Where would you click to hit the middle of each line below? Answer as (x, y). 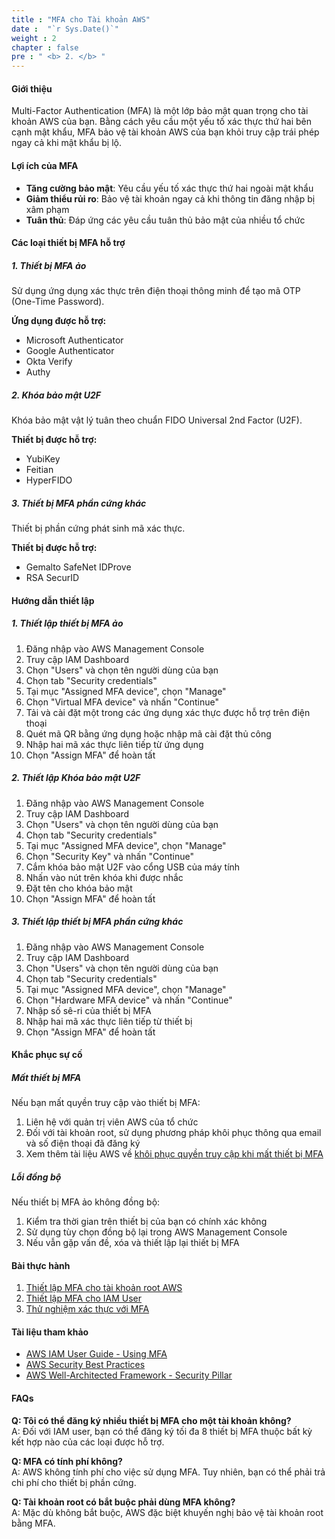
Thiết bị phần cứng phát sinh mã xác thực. (98, 528)
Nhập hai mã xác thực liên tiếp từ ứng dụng (114, 744)
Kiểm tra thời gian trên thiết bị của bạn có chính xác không (146, 1222)
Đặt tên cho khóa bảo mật (79, 888)
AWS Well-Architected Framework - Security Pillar (129, 1375)
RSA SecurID (52, 578)
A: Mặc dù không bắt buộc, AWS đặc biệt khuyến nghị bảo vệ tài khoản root (167, 1512)
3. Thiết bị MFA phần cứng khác (79, 503)
